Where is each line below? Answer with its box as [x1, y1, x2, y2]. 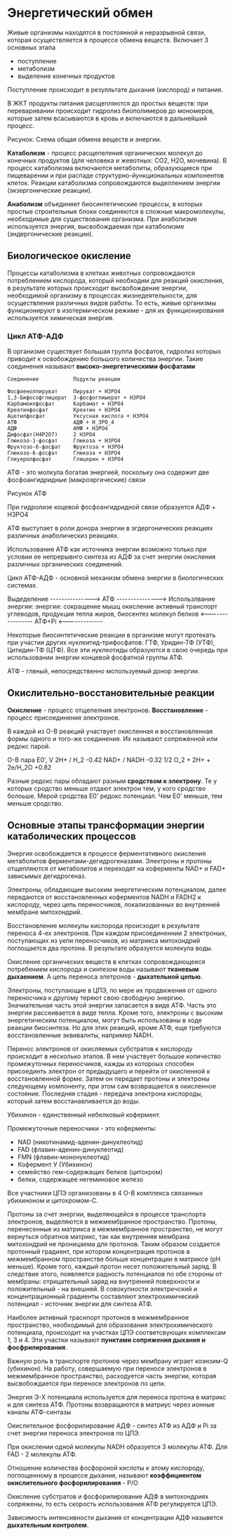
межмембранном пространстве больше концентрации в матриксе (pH [7, 1255, 221, 1263]
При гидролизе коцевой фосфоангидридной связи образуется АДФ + [7, 503, 216, 512]
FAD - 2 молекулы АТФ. [7, 1449, 77, 1458]
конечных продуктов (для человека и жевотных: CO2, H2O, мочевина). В [7, 156, 227, 165]
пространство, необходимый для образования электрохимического [7, 1321, 213, 1329]
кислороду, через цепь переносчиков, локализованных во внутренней [7, 900, 220, 908]
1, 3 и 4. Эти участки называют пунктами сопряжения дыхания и [7, 1335, 206, 1344]
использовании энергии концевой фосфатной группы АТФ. [7, 653, 184, 662]
